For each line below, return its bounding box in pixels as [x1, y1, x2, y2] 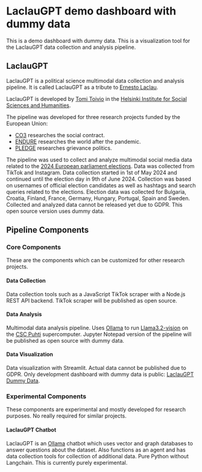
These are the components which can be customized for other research [6, 257, 185, 264]
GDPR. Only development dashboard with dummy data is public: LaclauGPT [6, 370, 194, 378]
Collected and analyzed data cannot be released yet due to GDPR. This [6, 201, 183, 208]
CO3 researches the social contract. [14, 131, 106, 138]
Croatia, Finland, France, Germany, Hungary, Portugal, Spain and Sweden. [6, 195, 191, 202]
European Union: [6, 120, 48, 127]
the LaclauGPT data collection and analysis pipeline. [6, 44, 136, 51]
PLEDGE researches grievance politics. [14, 144, 112, 152]
